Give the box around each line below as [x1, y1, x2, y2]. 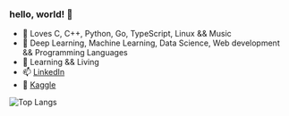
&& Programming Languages [21, 47, 128, 58]
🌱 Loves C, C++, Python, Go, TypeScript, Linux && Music [21, 29, 233, 39]
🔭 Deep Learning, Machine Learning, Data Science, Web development [21, 37, 280, 48]
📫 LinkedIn [21, 67, 65, 78]
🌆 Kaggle [21, 79, 56, 90]
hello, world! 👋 [9, 8, 73, 21]
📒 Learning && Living [21, 57, 100, 68]
